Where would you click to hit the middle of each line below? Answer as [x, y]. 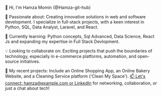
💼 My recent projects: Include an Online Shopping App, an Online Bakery [78, 71]
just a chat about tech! [27, 88]
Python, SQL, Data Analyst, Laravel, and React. [52, 27]
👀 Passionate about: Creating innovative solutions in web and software [75, 17]
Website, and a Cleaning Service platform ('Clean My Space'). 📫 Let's [75, 76]
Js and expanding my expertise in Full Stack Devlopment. [62, 41]
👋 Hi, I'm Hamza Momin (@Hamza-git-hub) [48, 7]
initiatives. [30, 61]
